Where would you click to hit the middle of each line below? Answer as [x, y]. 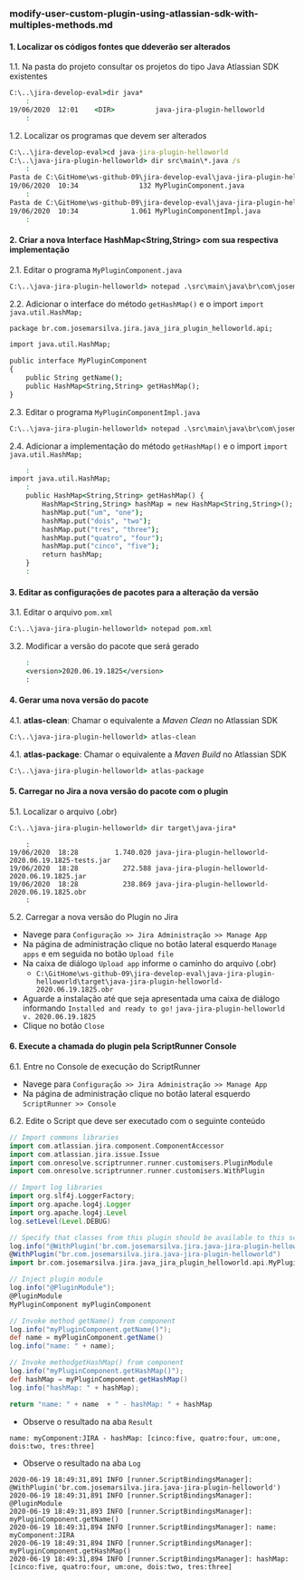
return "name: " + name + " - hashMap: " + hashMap [111, 1404]
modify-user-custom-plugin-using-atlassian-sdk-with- [134, 14]
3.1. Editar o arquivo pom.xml [61, 612]
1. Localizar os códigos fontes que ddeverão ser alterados [120, 46]
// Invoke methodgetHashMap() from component [96, 1362]
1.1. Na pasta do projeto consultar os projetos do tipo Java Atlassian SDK [144, 67]
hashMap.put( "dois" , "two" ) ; [97, 521]
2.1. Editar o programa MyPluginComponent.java [96, 269]
